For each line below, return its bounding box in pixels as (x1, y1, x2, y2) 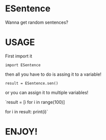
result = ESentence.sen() (5, 81, 58, 86)
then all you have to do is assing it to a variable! (5, 71, 102, 77)
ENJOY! (5, 126, 38, 138)
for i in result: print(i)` (5, 108, 48, 114)
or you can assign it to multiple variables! (5, 90, 89, 95)
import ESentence (5, 62, 41, 67)
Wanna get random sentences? (5, 19, 69, 25)
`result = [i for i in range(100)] (5, 99, 65, 105)
